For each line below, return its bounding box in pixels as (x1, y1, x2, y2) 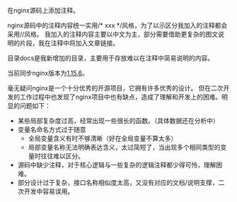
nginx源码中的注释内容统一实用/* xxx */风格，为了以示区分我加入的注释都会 (7, 21, 228, 30)
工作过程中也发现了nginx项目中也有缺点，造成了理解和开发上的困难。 (19, 93, 222, 101)
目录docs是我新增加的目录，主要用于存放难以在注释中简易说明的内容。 (7, 54, 214, 62)
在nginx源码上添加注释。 (7, 6, 80, 14)
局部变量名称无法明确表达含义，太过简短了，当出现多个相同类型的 (28, 143, 221, 151)
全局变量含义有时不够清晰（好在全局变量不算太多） (28, 134, 178, 143)
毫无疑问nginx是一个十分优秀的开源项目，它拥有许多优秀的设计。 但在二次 (7, 84, 224, 92)
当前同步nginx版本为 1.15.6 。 (7, 69, 88, 77)
